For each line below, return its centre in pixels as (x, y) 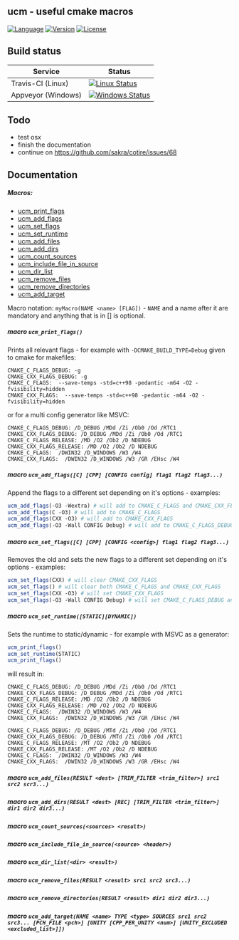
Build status (34, 52)
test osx (29, 137)
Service (47, 71)
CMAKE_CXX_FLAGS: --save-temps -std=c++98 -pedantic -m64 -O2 (103, 395)
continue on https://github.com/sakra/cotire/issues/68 (97, 152)
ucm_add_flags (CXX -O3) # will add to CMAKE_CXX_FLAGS (90, 519)
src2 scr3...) (28, 784)
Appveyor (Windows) (46, 95)
